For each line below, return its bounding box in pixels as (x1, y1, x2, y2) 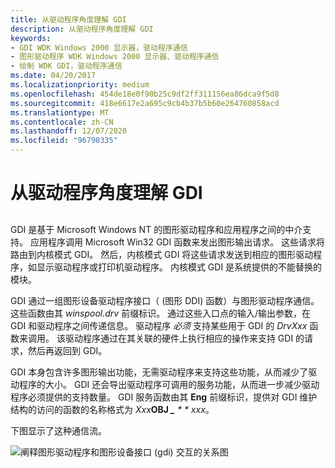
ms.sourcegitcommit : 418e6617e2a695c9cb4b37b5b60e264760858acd (10, 98, 280, 108)
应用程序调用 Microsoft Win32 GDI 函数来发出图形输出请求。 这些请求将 (29, 236, 326, 248)
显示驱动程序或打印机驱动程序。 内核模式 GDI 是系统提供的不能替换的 (36, 261, 323, 273)
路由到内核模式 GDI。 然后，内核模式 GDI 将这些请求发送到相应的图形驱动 (10, 248, 314, 260)
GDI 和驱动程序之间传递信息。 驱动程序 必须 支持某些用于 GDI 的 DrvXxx (10, 319, 308, 331)
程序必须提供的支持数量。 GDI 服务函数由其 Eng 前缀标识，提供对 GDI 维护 (10, 391, 318, 403)
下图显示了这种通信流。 (10, 424, 107, 436)
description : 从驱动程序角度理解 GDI (10, 24, 154, 34)
